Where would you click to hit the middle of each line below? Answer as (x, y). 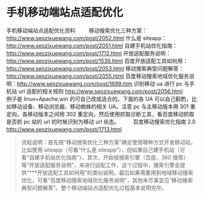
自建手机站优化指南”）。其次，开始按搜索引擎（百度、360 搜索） (109, 157)
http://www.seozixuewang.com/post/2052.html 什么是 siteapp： (87, 38)
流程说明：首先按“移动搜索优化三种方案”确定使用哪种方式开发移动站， (108, 142)
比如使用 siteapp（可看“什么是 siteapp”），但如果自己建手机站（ (100, 150)
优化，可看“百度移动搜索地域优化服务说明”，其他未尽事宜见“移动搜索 (107, 180)
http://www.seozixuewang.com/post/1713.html (64, 129)
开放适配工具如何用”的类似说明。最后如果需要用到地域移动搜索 (115, 172)
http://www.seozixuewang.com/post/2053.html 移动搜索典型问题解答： (95, 68)
